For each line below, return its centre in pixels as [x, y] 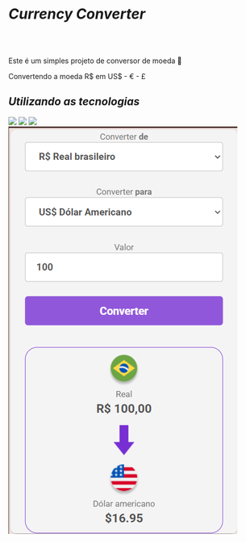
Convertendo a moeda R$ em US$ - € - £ [77, 76]
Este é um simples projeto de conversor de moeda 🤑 [95, 61]
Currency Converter [77, 14]
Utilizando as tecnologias [74, 102]
